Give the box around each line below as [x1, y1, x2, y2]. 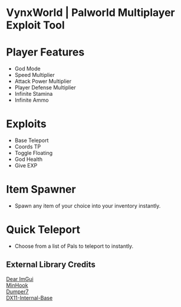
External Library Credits [6, 260, 96, 270]
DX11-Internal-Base [6, 294, 53, 301]
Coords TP [14, 143, 41, 150]
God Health [14, 156, 43, 163]
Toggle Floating [14, 150, 53, 157]
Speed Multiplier [14, 72, 55, 79]
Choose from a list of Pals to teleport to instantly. [14, 243, 134, 250]
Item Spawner [6, 183, 76, 196]
